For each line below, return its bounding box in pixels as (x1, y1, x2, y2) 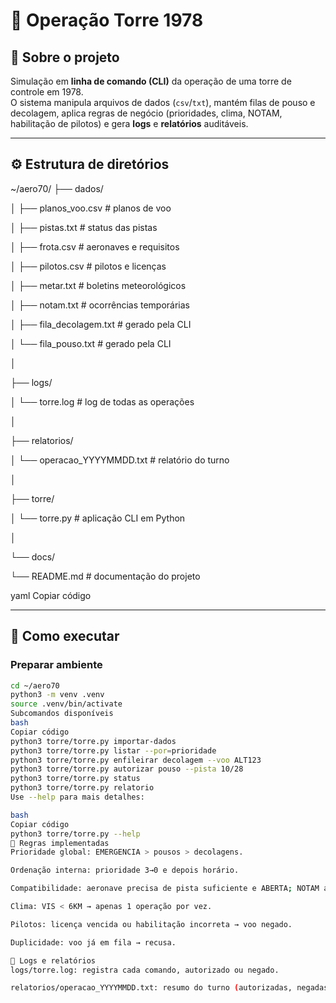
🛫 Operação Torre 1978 (10, 9, 204, 32)
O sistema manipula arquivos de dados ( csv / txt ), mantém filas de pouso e (10, 97, 316, 108)
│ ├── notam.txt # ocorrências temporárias (10, 299, 191, 311)
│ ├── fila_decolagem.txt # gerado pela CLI (10, 318, 192, 330)
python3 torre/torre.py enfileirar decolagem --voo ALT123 (10, 755, 262, 765)
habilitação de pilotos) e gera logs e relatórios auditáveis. (10, 118, 249, 129)
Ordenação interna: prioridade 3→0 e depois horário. (10, 865, 240, 876)
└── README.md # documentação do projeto (10, 570, 201, 582)
